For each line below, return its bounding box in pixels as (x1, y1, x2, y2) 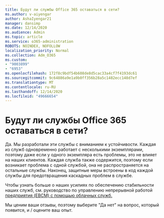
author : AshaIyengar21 (5, 16, 52, 21)
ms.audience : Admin (5, 30, 45, 35)
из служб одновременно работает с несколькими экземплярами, (5, 146, 144, 152)
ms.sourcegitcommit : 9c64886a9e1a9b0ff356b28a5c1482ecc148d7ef (5, 75, 137, 80)
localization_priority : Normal (5, 48, 69, 53)
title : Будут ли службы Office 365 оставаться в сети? (5, 7, 120, 12)
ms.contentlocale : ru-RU (5, 84, 56, 90)
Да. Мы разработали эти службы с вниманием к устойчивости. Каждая (5, 142, 156, 147)
